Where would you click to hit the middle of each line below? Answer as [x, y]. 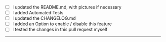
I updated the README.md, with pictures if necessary [67, 7]
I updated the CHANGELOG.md [44, 18]
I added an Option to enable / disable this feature [62, 24]
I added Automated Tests [38, 13]
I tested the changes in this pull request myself [60, 30]
